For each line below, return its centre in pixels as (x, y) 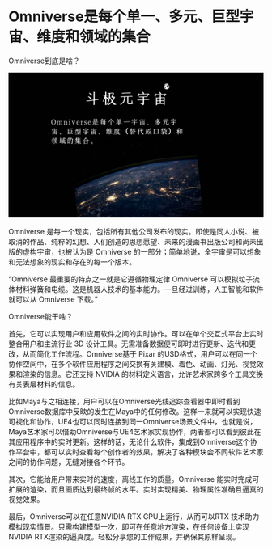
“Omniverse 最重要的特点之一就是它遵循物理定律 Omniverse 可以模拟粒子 (131, 279)
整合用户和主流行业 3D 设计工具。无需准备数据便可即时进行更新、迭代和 (129, 344)
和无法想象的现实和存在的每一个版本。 (72, 262)
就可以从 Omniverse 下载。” (53, 299)
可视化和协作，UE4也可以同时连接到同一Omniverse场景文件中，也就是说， (133, 422)
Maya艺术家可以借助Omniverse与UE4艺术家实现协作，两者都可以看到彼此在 (135, 432)
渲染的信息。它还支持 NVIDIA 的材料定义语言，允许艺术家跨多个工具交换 (143, 374)
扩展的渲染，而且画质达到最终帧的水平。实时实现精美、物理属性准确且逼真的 (136, 489)
